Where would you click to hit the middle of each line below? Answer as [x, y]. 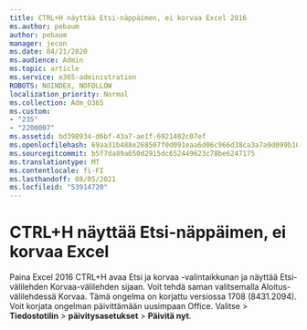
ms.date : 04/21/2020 [49, 52]
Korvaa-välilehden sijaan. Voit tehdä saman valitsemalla [154, 287]
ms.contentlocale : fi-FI [57, 170]
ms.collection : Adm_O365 [57, 103]
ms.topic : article [44, 69]
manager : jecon [38, 43]
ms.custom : [30, 111]
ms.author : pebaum [44, 26]
